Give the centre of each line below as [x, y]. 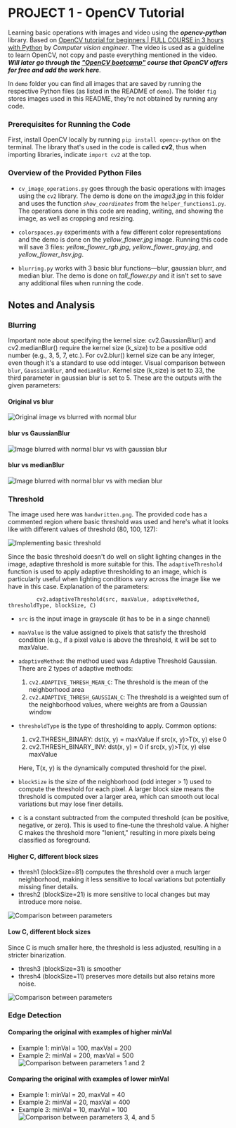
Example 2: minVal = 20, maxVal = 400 [74, 1102]
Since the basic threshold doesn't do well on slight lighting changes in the [115, 557]
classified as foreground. [54, 841]
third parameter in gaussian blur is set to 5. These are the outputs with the [115, 378]
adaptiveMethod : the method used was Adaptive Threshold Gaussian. [117, 661]
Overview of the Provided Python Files [75, 173]
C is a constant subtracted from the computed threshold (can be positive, [124, 818]
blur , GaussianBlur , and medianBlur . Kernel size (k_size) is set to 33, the [112, 371]
